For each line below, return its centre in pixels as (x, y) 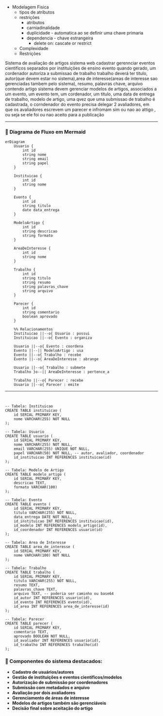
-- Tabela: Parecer (25, 619)
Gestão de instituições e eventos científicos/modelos (67, 677)
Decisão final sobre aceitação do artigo (52, 708)
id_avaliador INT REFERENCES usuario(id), (57, 641)
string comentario (41, 312)
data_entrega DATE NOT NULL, (43, 517)
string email (36, 159)
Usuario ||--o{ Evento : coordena (49, 347)
